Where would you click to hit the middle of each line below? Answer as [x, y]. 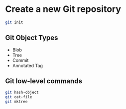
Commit [20, 60]
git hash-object [22, 93]
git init [14, 22]
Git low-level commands [44, 81]
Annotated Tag [28, 65]
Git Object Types [32, 38]
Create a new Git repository [63, 9]
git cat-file [19, 97]
